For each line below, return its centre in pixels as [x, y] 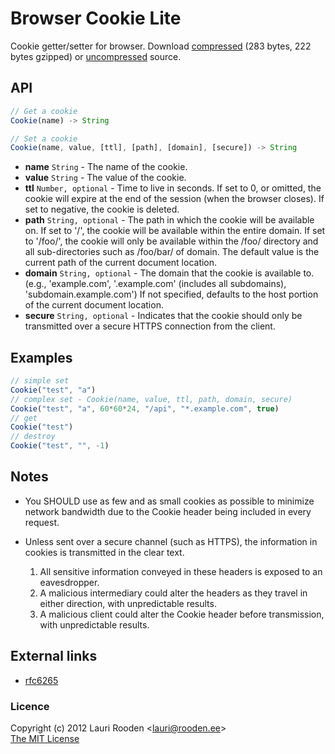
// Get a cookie [44, 111]
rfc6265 [41, 680]
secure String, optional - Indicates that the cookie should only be [163, 316]
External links [54, 656]
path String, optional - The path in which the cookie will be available [169, 220]
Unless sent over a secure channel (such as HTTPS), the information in [171, 541]
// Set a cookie [44, 138]
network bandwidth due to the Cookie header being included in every [168, 511]
